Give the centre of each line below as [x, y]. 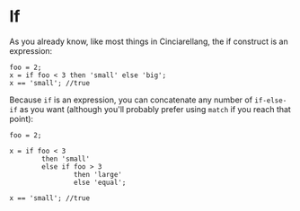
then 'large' [98, 174]
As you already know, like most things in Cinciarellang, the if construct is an [149, 41]
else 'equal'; [100, 182]
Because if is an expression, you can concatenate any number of [131, 100]
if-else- [271, 101]
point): [22, 119]
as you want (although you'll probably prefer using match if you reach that [155, 109]
